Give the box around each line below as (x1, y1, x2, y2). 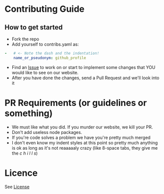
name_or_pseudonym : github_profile (13, 55, 86, 60)
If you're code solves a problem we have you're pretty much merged (11, 134, 151, 140)
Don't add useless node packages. (11, 129, 82, 135)
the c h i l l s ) (11, 150, 38, 156)
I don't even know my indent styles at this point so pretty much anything (11, 139, 158, 146)
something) (4, 107, 53, 119)
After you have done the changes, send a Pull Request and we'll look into (11, 75, 160, 81)
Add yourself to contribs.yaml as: (11, 41, 79, 47)
